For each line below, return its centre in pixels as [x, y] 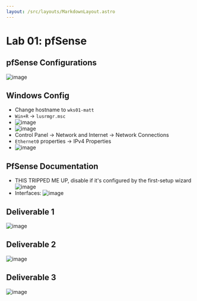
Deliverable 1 [30, 212]
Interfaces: [28, 193]
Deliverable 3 [31, 278]
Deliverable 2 [31, 244]
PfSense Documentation [53, 166]
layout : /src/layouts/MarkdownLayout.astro [61, 12]
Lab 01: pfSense [47, 41]
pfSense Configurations [51, 63]
